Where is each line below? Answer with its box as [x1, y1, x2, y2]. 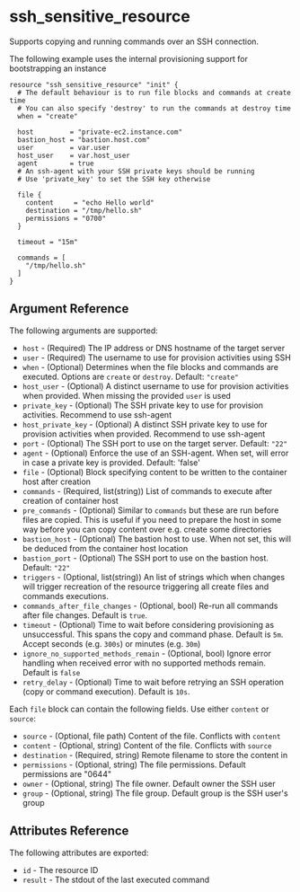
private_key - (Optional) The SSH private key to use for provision [22, 400, 263, 411]
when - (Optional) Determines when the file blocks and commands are [22, 361, 278, 372]
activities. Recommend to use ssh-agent [22, 409, 172, 420]
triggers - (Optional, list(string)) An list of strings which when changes [22, 571, 286, 582]
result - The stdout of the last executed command [22, 874, 210, 885]
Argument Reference [9, 301, 129, 316]
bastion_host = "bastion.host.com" [17, 135, 151, 145]
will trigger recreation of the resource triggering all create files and [22, 581, 269, 592]
